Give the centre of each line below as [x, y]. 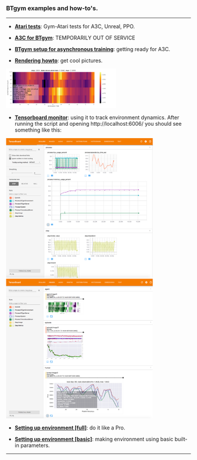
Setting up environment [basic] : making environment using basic [94, 439]
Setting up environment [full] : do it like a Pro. [70, 428]
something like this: [38, 130]
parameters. [35, 445]
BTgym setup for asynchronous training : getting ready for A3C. [92, 49]
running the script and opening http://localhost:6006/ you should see [98, 124]
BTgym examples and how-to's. [52, 8]
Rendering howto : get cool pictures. [58, 61]
